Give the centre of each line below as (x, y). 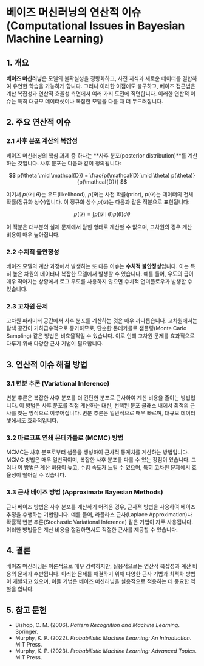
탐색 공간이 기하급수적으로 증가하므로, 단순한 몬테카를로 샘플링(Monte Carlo (97, 328)
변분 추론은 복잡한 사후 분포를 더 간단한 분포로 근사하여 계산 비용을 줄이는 (93, 397)
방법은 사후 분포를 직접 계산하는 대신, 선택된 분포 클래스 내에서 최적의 (107, 405)
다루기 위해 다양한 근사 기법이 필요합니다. (55, 344)
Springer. (26, 632)
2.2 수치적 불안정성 (33, 252)
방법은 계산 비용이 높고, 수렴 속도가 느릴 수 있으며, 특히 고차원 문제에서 (107, 467)
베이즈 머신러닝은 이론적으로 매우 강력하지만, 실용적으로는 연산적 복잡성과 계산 (99, 566)
